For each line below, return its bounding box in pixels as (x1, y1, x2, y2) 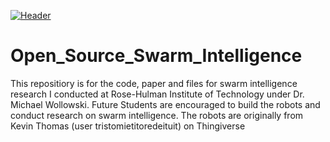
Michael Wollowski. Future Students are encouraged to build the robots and (10, 98, 321, 110)
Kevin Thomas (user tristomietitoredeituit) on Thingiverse (10, 120, 246, 132)
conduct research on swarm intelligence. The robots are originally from (10, 109, 304, 121)
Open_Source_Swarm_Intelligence (10, 45, 303, 67)
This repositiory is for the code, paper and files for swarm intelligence (10, 77, 298, 89)
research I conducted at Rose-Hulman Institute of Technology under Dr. (10, 88, 305, 100)
